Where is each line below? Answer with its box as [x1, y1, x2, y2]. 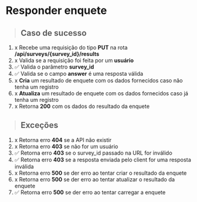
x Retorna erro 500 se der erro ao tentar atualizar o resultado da [14, 175, 175, 183]
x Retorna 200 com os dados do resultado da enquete [14, 103, 150, 110]
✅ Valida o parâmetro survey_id [14, 63, 94, 70]
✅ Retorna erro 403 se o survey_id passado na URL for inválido [14, 149, 173, 157]
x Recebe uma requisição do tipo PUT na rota [14, 44, 128, 51]
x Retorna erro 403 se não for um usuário [14, 143, 118, 150]
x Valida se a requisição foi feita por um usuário [14, 57, 134, 64]
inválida [14, 163, 34, 170]
